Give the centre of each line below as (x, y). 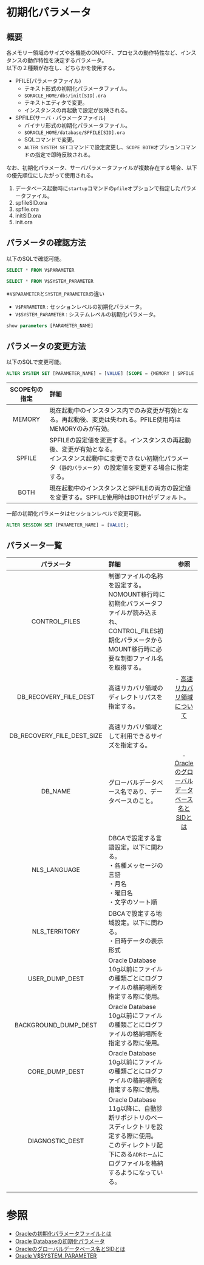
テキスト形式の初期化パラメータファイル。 (77, 88)
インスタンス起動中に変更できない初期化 (107, 459)
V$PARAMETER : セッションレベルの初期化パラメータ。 (80, 307)
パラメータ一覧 (34, 546)
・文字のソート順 (133, 902)
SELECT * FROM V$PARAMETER (40, 270)
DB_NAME (56, 791)
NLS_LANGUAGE (56, 870)
